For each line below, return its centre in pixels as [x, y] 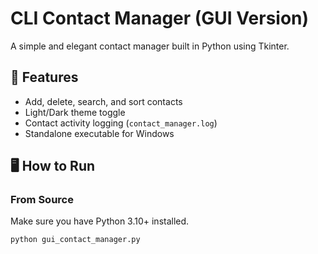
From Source [42, 200]
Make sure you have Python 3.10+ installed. [100, 221]
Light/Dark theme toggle [75, 112]
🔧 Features [44, 77]
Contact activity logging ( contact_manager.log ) [121, 123]
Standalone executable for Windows [99, 133]
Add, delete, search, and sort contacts [103, 101]
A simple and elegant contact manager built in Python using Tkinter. [150, 46]
